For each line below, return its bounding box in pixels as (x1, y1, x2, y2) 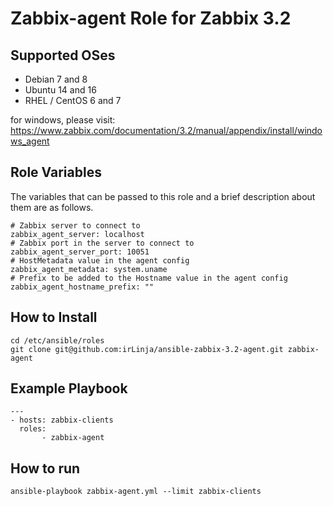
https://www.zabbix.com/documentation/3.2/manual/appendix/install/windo (10, 125, 323, 136)
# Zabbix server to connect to (10, 220, 141, 231)
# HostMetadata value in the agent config (10, 255, 190, 266)
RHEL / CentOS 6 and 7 (24, 95, 122, 106)
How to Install (10, 309, 98, 326)
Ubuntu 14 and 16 (24, 84, 97, 96)
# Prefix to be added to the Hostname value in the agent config (10, 273, 288, 283)
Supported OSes (10, 47, 116, 64)
